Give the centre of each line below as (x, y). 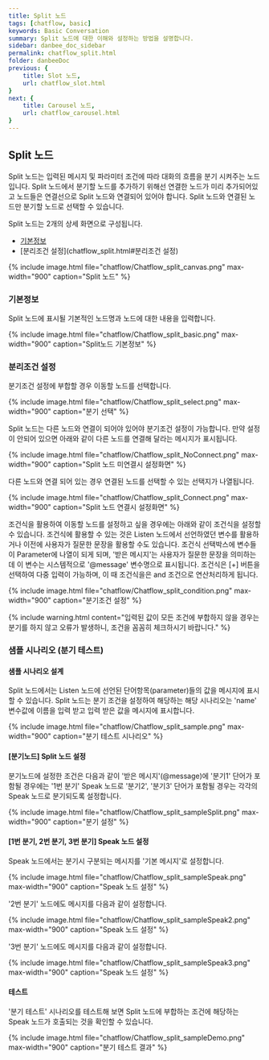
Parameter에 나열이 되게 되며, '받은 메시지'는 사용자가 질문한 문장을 (122, 555)
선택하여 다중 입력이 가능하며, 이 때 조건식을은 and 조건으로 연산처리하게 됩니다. (133, 575)
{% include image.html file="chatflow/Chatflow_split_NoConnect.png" (124, 455)
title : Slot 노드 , (52, 76)
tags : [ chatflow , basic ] (50, 23)
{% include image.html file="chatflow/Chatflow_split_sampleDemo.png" (127, 1038)
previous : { (28, 68)
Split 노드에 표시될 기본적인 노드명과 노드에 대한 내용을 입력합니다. (112, 318)
